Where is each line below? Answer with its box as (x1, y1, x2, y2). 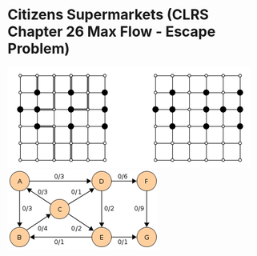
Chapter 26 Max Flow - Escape (7, 22, 216, 41)
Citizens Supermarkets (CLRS (7, 6, 209, 24)
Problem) (7, 40, 70, 58)
